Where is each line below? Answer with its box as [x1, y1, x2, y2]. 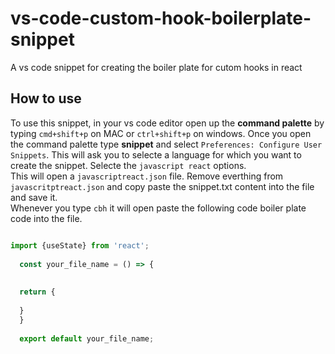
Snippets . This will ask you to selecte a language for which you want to [10, 148, 302, 161]
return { [19, 287, 56, 297]
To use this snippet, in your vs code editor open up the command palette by [10, 117, 325, 129]
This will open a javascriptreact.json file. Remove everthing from [10, 170, 284, 182]
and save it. [10, 191, 58, 203]
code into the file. [10, 212, 83, 224]
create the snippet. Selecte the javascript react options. [10, 159, 247, 171]
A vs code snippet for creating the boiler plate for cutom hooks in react [10, 61, 303, 73]
